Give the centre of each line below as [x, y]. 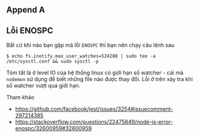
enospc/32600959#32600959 [53, 128]
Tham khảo [20, 97]
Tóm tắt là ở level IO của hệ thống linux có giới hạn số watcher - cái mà [95, 73]
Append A [26, 10]
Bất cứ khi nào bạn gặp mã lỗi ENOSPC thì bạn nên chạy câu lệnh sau [90, 45]
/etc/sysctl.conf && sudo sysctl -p [52, 62]
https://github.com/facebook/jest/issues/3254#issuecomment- [94, 109]
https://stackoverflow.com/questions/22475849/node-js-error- [94, 122]
